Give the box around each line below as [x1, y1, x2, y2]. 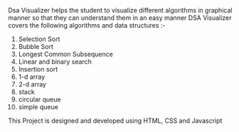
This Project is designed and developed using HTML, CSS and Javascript [8, 116, 223, 125]
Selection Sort [18, 35, 60, 43]
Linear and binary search [18, 57, 92, 66]
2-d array [18, 80, 47, 88]
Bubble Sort [18, 43, 54, 50]
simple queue [18, 103, 59, 111]
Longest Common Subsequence [18, 50, 113, 58]
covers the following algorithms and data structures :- [8, 21, 166, 29]
